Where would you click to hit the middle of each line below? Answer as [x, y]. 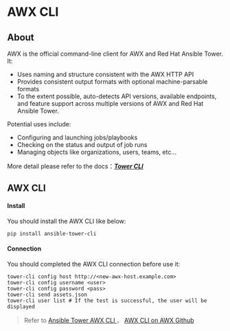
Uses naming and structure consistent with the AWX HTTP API [105, 74]
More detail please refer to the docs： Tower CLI [76, 166]
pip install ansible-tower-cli [52, 233]
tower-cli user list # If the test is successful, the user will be [107, 300]
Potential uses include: [39, 124]
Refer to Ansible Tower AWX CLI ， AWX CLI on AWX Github [109, 320]
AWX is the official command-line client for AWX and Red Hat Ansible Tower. [115, 54]
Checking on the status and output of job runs [82, 145]
